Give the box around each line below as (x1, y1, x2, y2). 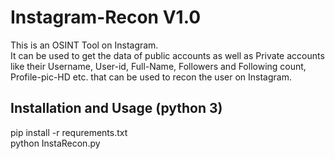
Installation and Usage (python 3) (10, 100, 223, 117)
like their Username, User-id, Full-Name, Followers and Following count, (10, 60, 307, 72)
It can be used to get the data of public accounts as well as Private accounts (10, 49, 325, 61)
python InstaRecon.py (10, 137, 101, 149)
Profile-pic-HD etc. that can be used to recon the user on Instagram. (10, 71, 292, 83)
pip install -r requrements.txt (10, 126, 128, 138)
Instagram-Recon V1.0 (10, 6, 202, 29)
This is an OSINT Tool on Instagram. (10, 39, 159, 51)
